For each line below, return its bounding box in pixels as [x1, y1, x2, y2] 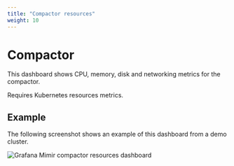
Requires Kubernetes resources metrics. [7, 91, 124, 99]
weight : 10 [7, 17, 39, 24]
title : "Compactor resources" [7, 10, 96, 18]
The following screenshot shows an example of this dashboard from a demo [7, 130, 227, 139]
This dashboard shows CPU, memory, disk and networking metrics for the [7, 70, 221, 78]
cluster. [7, 137, 29, 146]
